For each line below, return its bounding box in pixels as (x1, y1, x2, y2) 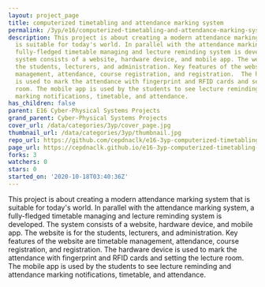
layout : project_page (8, 11, 80, 20)
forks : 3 (8, 151, 37, 158)
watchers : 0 (8, 158, 47, 166)
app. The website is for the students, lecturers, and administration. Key (8, 228, 238, 237)
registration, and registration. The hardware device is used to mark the (8, 244, 237, 254)
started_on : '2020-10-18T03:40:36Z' (8, 173, 129, 181)
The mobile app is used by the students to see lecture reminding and (8, 261, 232, 270)
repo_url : (8, 136, 41, 144)
